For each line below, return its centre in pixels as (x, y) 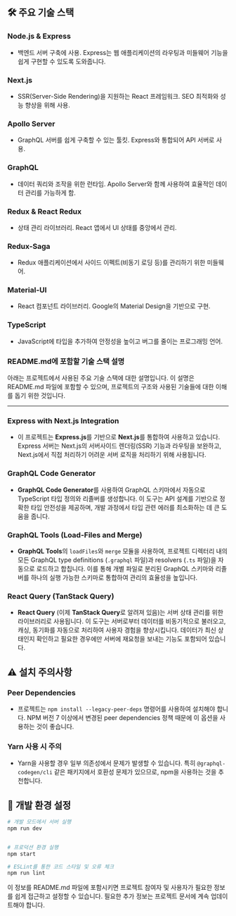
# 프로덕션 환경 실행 (33, 847)
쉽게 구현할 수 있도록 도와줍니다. (61, 61)
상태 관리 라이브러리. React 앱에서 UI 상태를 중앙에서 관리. (97, 227)
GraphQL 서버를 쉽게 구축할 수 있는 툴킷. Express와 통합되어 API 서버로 (116, 140)
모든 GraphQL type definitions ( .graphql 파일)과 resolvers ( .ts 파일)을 (117, 560)
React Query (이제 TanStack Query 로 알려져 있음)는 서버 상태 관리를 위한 (120, 613)
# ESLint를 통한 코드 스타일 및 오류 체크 (61, 867)
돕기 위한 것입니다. (40, 396)
